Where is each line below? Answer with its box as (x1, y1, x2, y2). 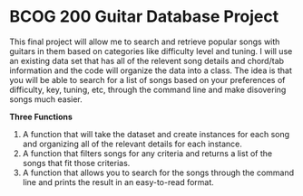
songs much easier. (9, 93, 83, 105)
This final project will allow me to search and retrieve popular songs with (9, 36, 280, 47)
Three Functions (9, 111, 73, 122)
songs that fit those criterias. (22, 157, 131, 168)
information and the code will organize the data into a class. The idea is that (9, 65, 292, 76)
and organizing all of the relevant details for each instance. (22, 138, 243, 149)
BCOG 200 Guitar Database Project (9, 6, 279, 27)
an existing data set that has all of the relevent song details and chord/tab (9, 55, 284, 66)
